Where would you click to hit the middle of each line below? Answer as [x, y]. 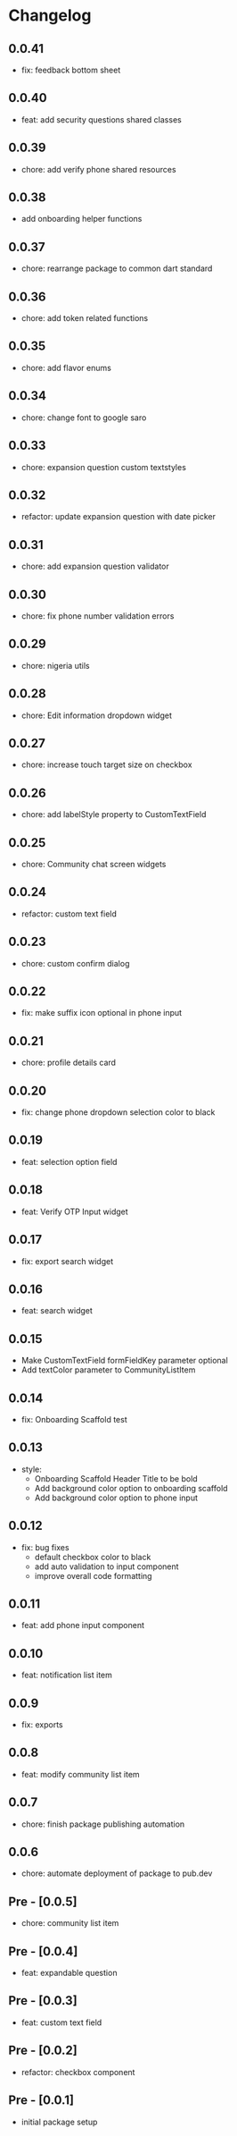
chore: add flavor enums [66, 367]
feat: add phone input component [82, 1625]
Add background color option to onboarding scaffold [131, 1488]
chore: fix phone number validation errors [98, 616]
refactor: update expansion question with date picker [118, 517]
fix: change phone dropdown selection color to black [118, 1112]
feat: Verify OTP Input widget [74, 1212]
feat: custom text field [61, 2022]
